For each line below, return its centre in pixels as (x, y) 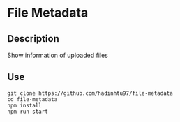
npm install (24, 105)
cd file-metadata (32, 99)
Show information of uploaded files (58, 55)
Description (33, 39)
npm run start (28, 112)
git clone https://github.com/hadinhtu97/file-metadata (90, 93)
